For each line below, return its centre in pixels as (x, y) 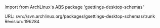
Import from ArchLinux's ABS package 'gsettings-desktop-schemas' (74, 7)
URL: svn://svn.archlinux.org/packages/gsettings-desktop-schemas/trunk (80, 16)
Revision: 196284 (22, 21)
